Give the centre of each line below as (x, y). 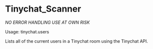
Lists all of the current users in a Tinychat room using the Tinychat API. (76, 41)
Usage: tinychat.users (27, 32)
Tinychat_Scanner (43, 9)
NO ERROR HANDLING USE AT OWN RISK (47, 22)
